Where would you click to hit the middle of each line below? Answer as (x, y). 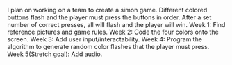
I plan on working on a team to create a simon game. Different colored (107, 10)
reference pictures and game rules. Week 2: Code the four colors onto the (113, 32)
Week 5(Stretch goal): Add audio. (55, 54)
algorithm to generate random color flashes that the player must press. (108, 47)
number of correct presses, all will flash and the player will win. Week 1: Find (116, 25)
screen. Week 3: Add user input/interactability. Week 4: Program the (105, 39)
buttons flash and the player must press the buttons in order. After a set (109, 17)
